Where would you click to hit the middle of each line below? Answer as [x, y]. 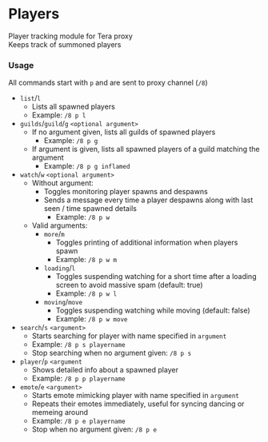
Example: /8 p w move [92, 319]
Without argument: [62, 183]
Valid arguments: [60, 225]
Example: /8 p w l [86, 293]
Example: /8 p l [59, 115]
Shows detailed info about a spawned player [105, 370]
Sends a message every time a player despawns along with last [148, 200]
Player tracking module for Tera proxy [71, 36]
